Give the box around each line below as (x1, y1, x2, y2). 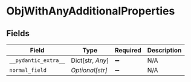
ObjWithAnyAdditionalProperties (6, 4, 175, 18)
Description (147, 46, 182, 54)
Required (114, 46, 142, 54)
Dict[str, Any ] (71, 56, 109, 65)
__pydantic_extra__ (9, 57, 65, 64)
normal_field (9, 67, 47, 74)
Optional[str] (71, 66, 108, 74)
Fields (6, 28, 30, 39)
